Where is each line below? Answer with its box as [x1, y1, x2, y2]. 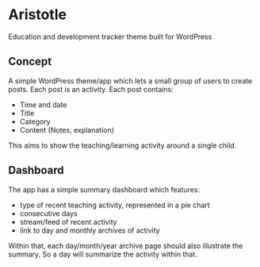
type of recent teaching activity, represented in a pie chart [19, 200, 210, 210]
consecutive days [19, 208, 78, 218]
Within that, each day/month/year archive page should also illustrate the [8, 241, 243, 250]
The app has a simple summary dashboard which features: [8, 184, 201, 194]
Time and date [19, 99, 67, 109]
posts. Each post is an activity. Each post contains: [8, 84, 174, 94]
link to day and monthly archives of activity [19, 225, 160, 235]
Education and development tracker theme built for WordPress [8, 32, 212, 41]
